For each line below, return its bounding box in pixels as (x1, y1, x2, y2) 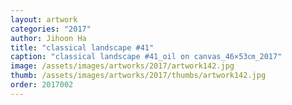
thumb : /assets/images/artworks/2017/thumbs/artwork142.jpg (10, 71, 267, 81)
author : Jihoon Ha (10, 33, 87, 43)
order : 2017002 (10, 80, 74, 90)
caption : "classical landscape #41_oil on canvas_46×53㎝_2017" (10, 52, 283, 62)
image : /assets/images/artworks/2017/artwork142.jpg (10, 61, 235, 71)
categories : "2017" (10, 24, 92, 34)
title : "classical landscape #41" (10, 42, 155, 53)
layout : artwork (10, 14, 78, 25)
